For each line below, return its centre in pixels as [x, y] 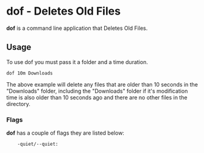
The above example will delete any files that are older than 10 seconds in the [102, 84]
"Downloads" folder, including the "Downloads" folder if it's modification [97, 91]
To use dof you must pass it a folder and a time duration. [77, 62]
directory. [18, 104]
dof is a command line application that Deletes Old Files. [77, 28]
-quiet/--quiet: [38, 144]
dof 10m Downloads [30, 73]
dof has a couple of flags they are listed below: [65, 133]
